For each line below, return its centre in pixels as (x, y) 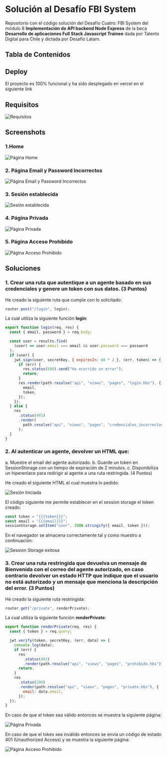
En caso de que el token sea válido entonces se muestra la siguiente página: (83, 715)
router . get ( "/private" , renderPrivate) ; (48, 608)
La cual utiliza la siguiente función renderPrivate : (56, 618)
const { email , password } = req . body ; (51, 332)
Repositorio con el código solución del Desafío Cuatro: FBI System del (77, 23)
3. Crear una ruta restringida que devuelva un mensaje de (76, 563)
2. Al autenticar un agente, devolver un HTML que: (67, 451)
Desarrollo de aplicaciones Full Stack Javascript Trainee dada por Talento (82, 33)
